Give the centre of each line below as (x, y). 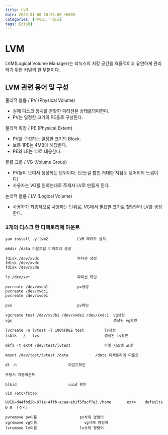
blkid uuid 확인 (46, 385)
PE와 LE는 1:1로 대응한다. (37, 151)
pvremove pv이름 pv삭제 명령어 (55, 417)
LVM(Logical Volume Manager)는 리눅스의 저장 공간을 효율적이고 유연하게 (79, 64)
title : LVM (17, 10)
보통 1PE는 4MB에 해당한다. (40, 145)
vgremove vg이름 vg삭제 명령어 (57, 423)
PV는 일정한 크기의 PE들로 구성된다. (48, 117)
